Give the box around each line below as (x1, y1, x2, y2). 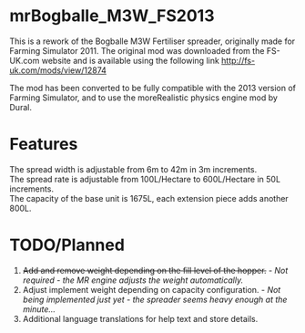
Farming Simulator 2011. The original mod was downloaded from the (9, 45, 265, 56)
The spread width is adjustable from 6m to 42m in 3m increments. (9, 163, 258, 174)
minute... (22, 303, 56, 315)
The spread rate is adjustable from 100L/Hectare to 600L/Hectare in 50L (9, 173, 280, 184)
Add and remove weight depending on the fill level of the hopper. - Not (22, 265, 289, 276)
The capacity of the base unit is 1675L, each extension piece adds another (9, 193, 289, 203)
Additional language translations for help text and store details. (22, 313, 259, 324)
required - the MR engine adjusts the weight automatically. (22, 275, 244, 286)
